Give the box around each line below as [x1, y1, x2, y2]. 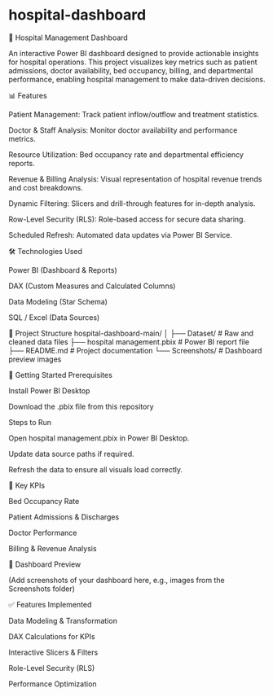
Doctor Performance [8, 528, 77, 537]
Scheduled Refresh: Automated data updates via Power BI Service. [8, 230, 233, 239]
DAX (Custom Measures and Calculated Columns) [8, 281, 176, 291]
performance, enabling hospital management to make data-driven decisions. [8, 74, 266, 84]
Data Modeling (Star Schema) [8, 296, 108, 306]
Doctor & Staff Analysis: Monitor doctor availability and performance [8, 125, 238, 135]
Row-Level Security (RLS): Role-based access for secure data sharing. [8, 214, 246, 224]
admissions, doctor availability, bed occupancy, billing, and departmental [8, 65, 253, 75]
